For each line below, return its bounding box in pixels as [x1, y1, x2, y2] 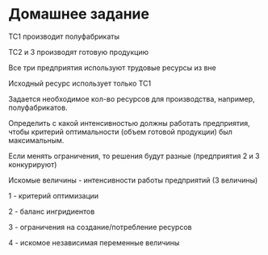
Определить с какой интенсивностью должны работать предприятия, [8, 118, 250, 127]
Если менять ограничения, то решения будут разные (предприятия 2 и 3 [8, 151, 260, 161]
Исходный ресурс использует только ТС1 [8, 78, 152, 88]
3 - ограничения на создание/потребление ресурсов [8, 222, 192, 232]
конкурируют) [8, 159, 57, 169]
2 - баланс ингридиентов [8, 207, 95, 216]
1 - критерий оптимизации [8, 190, 99, 200]
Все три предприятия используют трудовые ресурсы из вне [8, 62, 216, 73]
